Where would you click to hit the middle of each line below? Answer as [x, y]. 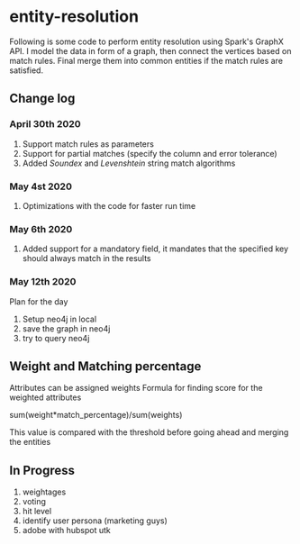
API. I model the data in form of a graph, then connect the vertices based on [150, 50]
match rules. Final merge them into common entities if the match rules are [146, 60]
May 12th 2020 [43, 282]
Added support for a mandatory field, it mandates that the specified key [155, 249]
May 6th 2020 [41, 229]
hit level [37, 512]
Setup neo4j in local [59, 319]
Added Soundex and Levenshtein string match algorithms [129, 163]
